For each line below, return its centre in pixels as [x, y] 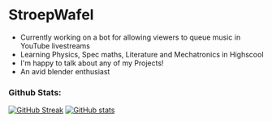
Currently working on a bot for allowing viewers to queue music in [130, 37]
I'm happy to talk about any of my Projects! [92, 63]
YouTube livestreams [55, 45]
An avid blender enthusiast [65, 71]
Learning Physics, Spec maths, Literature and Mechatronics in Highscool [142, 54]
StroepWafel [51, 15]
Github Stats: [35, 92]
